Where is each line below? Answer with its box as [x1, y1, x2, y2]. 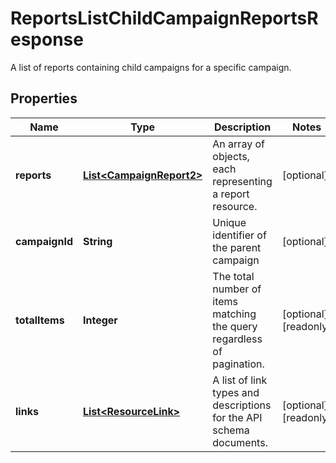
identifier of [212, 228, 267, 242]
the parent [212, 240, 262, 254]
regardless [212, 332, 263, 346]
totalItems [15, 313, 65, 327]
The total [212, 269, 255, 283]
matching [212, 307, 257, 321]
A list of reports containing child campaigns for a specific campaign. [10, 61, 292, 73]
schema [212, 423, 250, 437]
